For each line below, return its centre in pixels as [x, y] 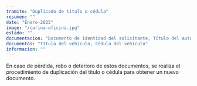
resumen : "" [21, 17]
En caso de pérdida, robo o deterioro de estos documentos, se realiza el [93, 66]
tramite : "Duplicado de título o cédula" [57, 11]
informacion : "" [26, 49]
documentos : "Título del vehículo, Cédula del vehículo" [77, 44]
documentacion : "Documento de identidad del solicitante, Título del [93, 38]
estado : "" [19, 33]
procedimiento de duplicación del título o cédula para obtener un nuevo [92, 72]
